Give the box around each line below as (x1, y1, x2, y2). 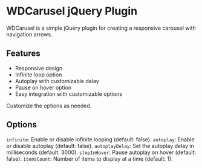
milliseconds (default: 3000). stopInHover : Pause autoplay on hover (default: (6, 149, 197, 156)
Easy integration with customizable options (15, 90, 123, 98)
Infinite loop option (15, 71, 62, 78)
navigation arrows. (6, 30, 53, 38)
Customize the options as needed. (6, 102, 92, 109)
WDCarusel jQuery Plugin (6, 4, 138, 18)
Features (6, 49, 41, 59)
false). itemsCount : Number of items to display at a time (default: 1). (6, 155, 174, 162)
